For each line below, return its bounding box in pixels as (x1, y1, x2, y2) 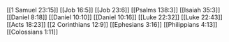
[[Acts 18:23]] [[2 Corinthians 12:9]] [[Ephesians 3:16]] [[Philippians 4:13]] (6, 21, 218, 28)
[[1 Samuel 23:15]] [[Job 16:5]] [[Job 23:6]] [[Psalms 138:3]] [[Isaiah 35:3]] (6, 6, 221, 14)
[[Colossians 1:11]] (6, 28, 59, 36)
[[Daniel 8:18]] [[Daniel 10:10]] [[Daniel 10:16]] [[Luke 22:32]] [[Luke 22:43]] (6, 13, 223, 21)
